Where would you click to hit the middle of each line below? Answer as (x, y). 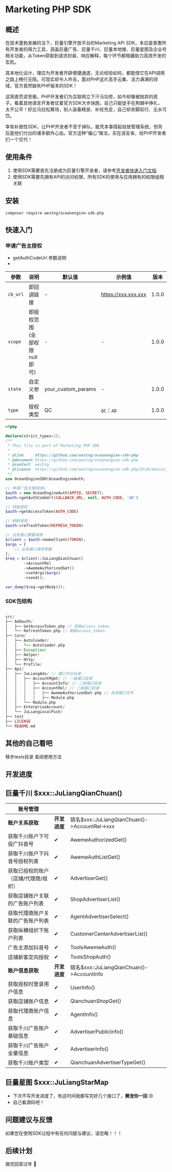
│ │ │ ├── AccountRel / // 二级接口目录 (52, 688)
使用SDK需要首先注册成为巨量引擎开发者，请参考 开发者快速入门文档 (85, 170)
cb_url (16, 295)
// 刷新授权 (17, 521)
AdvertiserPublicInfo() (97, 1031)
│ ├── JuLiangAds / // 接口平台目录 (43, 674)
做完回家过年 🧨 (21, 1164)
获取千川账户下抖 (29, 853)
